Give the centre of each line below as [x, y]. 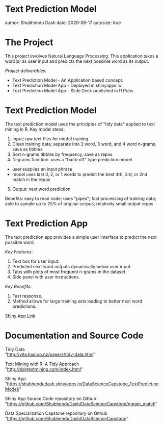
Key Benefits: [18, 286]
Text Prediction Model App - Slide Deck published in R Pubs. [73, 90]
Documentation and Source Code [74, 336]
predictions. [24, 306]
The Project [29, 42]
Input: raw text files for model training [50, 139]
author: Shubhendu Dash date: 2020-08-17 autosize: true [63, 23]
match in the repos [31, 179]
